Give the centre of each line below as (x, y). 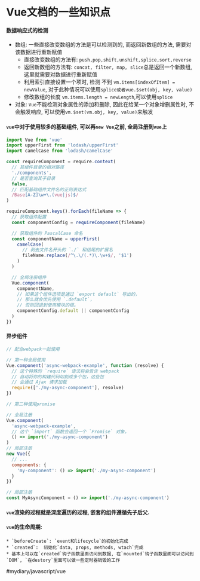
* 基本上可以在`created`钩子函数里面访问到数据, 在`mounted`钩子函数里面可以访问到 (100, 554)
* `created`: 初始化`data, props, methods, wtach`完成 (75, 548)
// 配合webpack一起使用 (33, 349)
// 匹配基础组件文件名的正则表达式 (49, 189)
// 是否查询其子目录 (33, 178)
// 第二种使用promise (31, 404)
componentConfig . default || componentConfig (73, 311)
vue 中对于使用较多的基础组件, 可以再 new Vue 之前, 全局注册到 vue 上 (87, 127)
